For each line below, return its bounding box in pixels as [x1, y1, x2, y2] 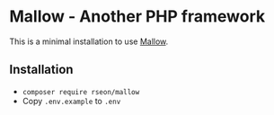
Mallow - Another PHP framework [9, 6, 266, 27]
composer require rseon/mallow [22, 87, 140, 96]
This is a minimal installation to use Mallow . [9, 36, 169, 47]
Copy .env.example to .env [22, 95, 121, 106]
